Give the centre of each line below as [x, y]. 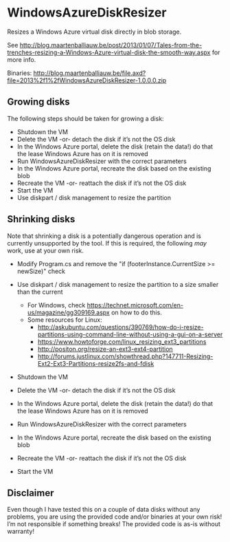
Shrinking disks [41, 219]
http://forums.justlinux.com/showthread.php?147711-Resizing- [125, 356]
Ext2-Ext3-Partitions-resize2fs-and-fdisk [96, 363]
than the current [40, 292]
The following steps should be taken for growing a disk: [85, 118]
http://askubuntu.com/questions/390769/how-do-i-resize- [120, 327]
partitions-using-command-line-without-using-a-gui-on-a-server [130, 334]
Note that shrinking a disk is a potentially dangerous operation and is [104, 236]
